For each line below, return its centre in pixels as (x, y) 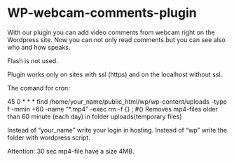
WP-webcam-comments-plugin (102, 13)
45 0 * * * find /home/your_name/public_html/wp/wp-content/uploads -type (117, 101)
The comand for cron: (39, 88)
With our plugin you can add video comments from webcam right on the (111, 32)
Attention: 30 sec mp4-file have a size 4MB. (71, 151)
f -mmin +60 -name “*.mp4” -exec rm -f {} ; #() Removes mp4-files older (113, 109)
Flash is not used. (33, 60)
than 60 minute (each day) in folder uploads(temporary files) (95, 116)
